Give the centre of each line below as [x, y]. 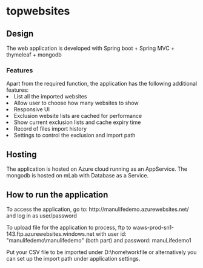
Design [20, 34]
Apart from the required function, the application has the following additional [102, 84]
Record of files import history [50, 129]
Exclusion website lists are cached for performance [78, 116]
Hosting [22, 154]
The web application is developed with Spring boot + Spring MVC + [90, 48]
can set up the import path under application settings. [73, 258]
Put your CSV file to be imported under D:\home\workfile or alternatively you [101, 252]
